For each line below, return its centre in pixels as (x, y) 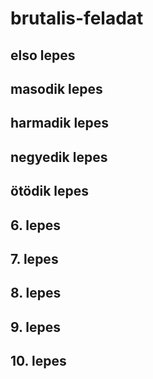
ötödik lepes (50, 191)
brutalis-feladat (77, 18)
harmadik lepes (60, 123)
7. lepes (34, 258)
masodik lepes (56, 88)
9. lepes (36, 327)
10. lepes (38, 361)
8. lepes (36, 293)
